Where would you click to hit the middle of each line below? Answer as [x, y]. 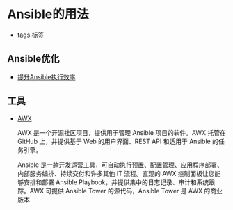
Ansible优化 [33, 59]
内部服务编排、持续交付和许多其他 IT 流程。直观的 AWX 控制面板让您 [116, 173]
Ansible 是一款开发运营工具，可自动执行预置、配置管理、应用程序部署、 [120, 165]
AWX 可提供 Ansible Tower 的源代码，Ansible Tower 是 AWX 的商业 [126, 191]
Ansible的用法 [48, 14]
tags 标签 [31, 35]
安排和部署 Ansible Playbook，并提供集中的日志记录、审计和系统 [116, 182]
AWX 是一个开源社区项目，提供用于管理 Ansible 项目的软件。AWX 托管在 [121, 132]
